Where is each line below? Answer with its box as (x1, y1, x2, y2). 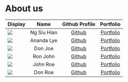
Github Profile (62, 21, 96, 27)
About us (5, 3, 43, 14)
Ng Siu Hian (30, 29, 58, 36)
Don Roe (34, 69, 54, 76)
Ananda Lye (30, 37, 58, 44)
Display (7, 21, 26, 27)
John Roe (32, 61, 55, 68)
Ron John (32, 53, 55, 59)
